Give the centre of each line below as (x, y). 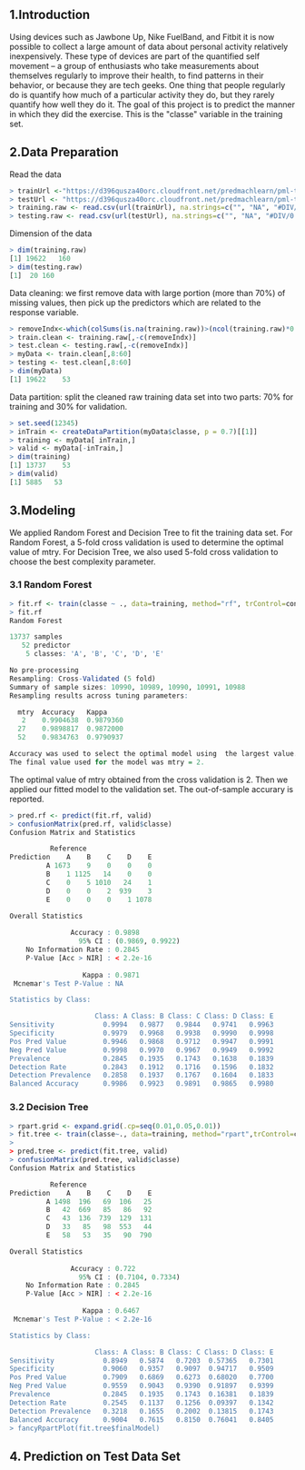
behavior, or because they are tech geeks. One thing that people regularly (148, 84)
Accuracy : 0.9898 (105, 933)
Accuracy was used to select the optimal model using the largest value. (154, 754)
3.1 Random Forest (51, 585)
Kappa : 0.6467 (111, 1311)
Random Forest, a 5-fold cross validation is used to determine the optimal (147, 542)
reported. (27, 799)
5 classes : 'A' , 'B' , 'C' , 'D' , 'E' (95, 654)
